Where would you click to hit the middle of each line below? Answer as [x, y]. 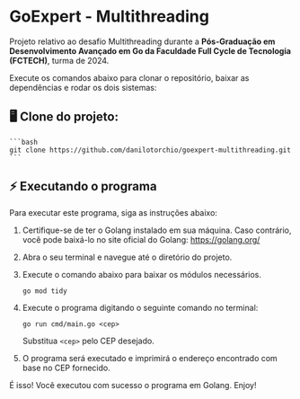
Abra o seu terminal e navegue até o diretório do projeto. [127, 257]
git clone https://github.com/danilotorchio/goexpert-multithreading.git [150, 150]
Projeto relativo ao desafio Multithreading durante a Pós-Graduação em [142, 41]
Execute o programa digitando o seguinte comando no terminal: [140, 307]
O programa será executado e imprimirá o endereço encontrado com [150, 358]
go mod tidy [44, 291]
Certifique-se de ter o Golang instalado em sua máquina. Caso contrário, [157, 230]
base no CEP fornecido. [66, 368]
